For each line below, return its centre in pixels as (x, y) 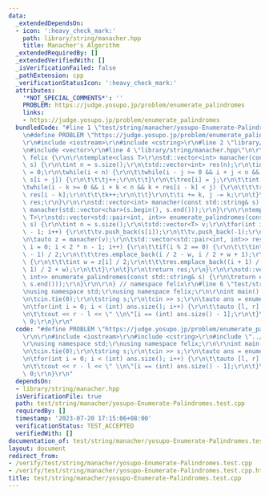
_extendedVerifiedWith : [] (60, 61)
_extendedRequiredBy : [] (57, 53)
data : (17, 16)
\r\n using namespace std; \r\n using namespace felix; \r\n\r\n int (132, 344)
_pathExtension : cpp (50, 75)
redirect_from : (34, 456)
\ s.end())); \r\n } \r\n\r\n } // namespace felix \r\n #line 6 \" (128, 284)
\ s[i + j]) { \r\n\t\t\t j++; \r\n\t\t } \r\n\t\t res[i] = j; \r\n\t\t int (141, 180)
